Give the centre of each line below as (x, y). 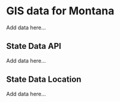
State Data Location (44, 80)
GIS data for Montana (60, 11)
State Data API (34, 46)
